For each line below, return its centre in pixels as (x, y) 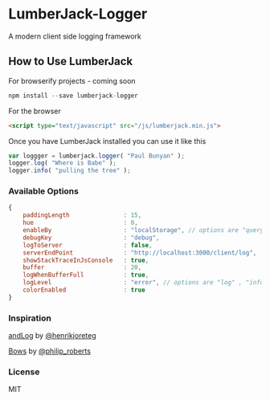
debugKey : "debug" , (91, 238)
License (24, 372)
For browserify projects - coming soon (72, 80)
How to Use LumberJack (71, 61)
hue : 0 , (80, 223)
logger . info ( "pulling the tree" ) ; (70, 171)
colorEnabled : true (84, 290)
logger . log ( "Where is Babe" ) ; (62, 163)
